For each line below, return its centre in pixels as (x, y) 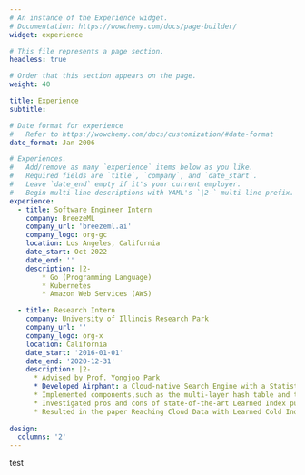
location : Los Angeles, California (93, 243)
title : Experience (44, 101)
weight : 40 (30, 84)
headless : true (38, 60)
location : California (66, 344)
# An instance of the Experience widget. (89, 18)
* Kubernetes (67, 286)
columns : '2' (42, 437)
